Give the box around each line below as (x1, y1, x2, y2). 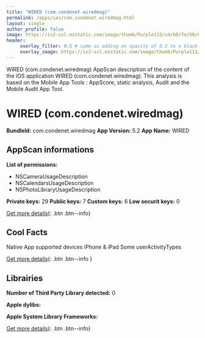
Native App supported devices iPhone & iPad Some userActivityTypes (6, 243, 182, 251)
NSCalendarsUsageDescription (15, 179, 94, 187)
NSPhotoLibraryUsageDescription (15, 186, 101, 193)
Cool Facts (6, 227, 48, 238)
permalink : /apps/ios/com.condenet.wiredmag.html (6, 15, 135, 21)
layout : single (6, 20, 45, 26)
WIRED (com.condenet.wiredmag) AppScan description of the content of (6, 66, 190, 73)
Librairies (6, 273, 43, 284)
